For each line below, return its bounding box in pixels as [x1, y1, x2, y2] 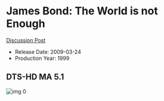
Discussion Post [6, 36, 46, 44]
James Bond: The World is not [6, 4, 158, 18]
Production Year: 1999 [14, 54, 70, 62]
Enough [6, 17, 46, 30]
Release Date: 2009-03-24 [14, 48, 82, 55]
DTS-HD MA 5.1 [6, 72, 64, 82]
